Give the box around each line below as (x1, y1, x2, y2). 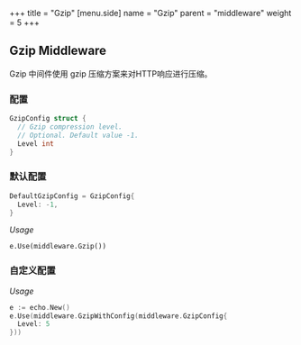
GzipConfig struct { (9, 114, 87, 123)
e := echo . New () (9, 303, 70, 312)
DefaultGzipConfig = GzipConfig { (9, 191, 135, 201)
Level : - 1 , (17, 200, 59, 209)
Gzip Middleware (9, 43, 106, 59)
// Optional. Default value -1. (17, 131, 140, 140)
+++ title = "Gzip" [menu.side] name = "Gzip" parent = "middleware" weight (9, 8, 292, 18)
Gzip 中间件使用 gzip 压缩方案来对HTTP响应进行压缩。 (9, 68, 213, 79)
